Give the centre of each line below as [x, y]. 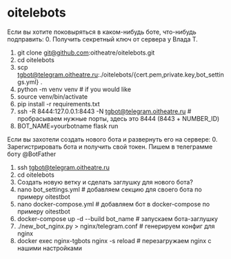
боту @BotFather [32, 154]
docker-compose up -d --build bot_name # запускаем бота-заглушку [118, 218]
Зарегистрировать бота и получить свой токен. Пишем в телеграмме [110, 146]
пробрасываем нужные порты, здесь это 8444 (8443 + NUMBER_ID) [118, 118]
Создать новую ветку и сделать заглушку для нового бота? [105, 182]
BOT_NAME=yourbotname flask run [68, 126]
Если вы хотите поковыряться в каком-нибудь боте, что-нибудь [102, 32]
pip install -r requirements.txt [58, 104]
